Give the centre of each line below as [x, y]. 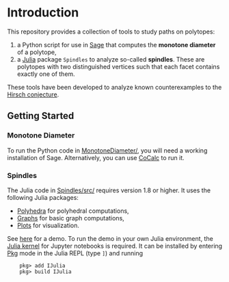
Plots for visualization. [48, 225]
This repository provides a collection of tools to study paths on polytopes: [111, 31]
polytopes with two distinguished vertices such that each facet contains [118, 66]
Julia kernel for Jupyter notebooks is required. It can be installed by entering [115, 246]
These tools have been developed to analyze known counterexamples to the [114, 87]
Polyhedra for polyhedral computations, [73, 211]
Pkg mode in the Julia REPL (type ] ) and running [75, 253]
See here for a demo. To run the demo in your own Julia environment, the [110, 238]
